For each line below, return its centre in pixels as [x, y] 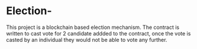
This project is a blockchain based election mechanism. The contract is [93, 27]
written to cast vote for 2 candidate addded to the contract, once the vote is [98, 33]
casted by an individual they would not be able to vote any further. [87, 40]
